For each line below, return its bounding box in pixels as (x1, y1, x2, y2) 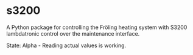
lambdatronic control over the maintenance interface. (6, 30, 140, 37)
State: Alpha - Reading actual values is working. (6, 42, 127, 49)
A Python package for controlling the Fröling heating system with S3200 (6, 24, 188, 31)
